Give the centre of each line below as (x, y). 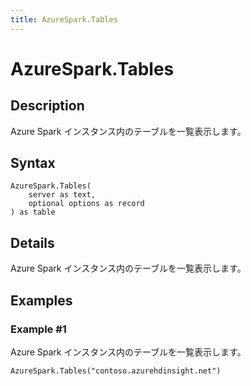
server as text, (62, 195)
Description (47, 106)
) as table (33, 212)
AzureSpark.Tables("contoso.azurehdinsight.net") (116, 371)
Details (32, 242)
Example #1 (38, 329)
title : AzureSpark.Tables (64, 19)
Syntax (33, 163)
